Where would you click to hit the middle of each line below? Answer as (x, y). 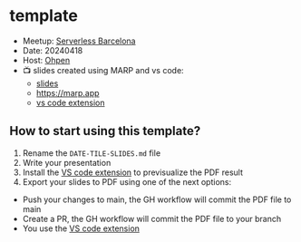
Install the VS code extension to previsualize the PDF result (132, 172)
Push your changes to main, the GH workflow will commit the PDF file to (157, 199)
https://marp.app (68, 92)
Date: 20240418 (53, 50)
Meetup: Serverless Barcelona (79, 41)
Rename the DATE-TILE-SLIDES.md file (92, 153)
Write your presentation (67, 162)
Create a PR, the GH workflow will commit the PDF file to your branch (152, 218)
